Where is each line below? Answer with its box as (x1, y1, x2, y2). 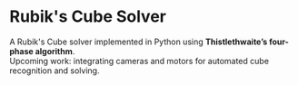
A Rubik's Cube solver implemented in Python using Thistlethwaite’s (9, 36, 268, 47)
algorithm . (35, 45, 75, 56)
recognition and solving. (9, 65, 100, 76)
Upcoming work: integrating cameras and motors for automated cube (9, 55, 270, 66)
